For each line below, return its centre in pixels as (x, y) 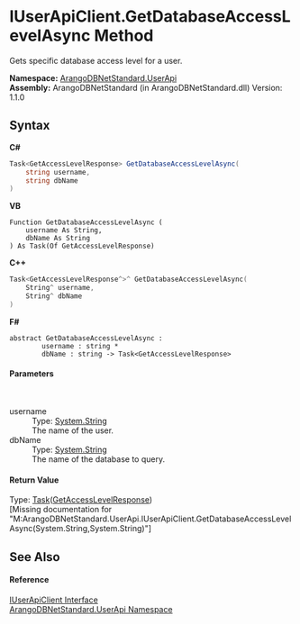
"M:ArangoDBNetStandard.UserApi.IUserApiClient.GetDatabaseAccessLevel (150, 519)
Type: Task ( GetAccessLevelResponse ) (81, 500)
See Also (35, 557)
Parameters (32, 374)
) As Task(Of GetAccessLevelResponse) (82, 246)
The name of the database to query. (98, 459)
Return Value (34, 480)
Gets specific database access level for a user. (96, 60)
